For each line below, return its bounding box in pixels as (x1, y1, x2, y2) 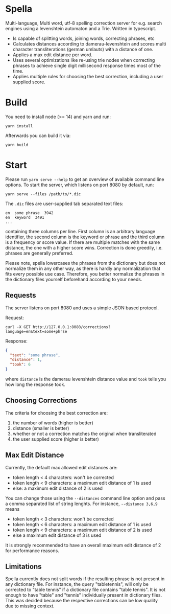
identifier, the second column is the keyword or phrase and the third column (5, 234, 165, 240)
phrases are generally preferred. (5, 250, 74, 256)
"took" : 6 (10, 362, 31, 367)
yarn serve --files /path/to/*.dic (5, 191, 81, 197)
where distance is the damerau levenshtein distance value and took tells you (5, 376, 166, 382)
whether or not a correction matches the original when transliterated (12, 430, 157, 437)
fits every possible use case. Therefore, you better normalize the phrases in (5, 270, 165, 277)
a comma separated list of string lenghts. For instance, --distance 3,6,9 (5, 501, 158, 507)
